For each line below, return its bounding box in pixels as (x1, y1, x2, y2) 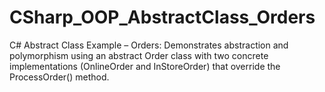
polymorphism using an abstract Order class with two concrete (9, 49, 269, 61)
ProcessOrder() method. (9, 71, 110, 83)
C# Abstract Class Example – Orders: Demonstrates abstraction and (9, 39, 289, 51)
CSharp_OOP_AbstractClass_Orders (9, 6, 316, 29)
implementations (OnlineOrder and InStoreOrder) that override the (9, 60, 281, 72)
